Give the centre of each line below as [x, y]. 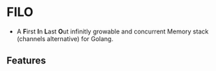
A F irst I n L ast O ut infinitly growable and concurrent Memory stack [113, 31]
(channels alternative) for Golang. [65, 38]
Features [26, 61]
